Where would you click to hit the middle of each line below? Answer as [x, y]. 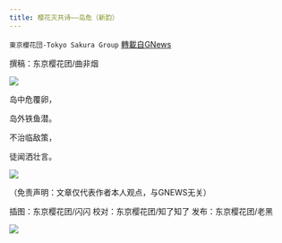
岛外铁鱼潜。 [33, 118]
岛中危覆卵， [33, 99]
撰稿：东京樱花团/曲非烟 [54, 63]
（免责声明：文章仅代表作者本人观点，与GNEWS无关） [111, 192]
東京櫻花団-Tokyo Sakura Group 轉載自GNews [90, 44]
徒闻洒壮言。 [33, 156]
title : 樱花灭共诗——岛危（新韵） [64, 17]
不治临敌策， [33, 137]
